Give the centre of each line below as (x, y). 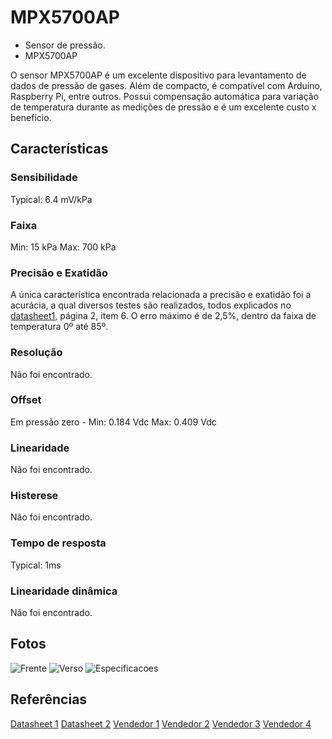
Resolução (36, 353)
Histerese (34, 496)
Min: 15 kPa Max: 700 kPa (63, 247)
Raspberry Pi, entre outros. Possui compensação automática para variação (165, 96)
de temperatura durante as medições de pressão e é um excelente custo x (163, 107)
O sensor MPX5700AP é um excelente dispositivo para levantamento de (158, 75)
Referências (49, 699)
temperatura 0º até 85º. (59, 327)
